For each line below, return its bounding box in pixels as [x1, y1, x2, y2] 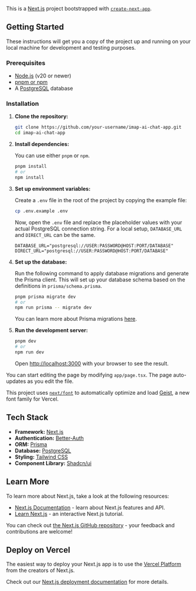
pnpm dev [14, 338, 37, 345]
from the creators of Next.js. [6, 567, 75, 574]
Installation [6, 100, 40, 108]
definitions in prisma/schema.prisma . [14, 282, 102, 289]
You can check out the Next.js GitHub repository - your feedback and [6, 521, 175, 528]
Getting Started [6, 22, 64, 32]
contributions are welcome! [6, 528, 73, 535]
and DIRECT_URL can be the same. [14, 231, 96, 238]
